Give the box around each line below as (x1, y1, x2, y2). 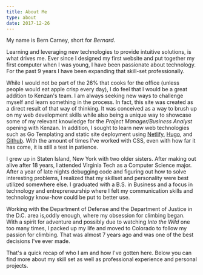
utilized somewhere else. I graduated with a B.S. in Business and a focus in (6, 181, 193, 188)
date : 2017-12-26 (6, 20, 50, 26)
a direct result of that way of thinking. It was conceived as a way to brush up (6, 105, 197, 112)
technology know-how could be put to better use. (6, 194, 130, 201)
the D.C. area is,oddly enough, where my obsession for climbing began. (6, 212, 185, 219)
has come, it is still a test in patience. (6, 143, 99, 151)
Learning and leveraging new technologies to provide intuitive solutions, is (6, 48, 192, 56)
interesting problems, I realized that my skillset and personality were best (6, 175, 189, 182)
